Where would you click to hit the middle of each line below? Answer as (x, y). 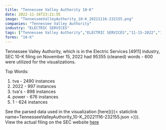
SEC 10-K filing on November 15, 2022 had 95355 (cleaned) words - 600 (79, 56)
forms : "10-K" (20, 38)
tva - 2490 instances (34, 81)
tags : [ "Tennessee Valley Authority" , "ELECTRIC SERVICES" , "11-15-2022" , (82, 33)
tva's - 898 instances (34, 91)
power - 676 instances (35, 96)
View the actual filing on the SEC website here (52, 122)
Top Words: (17, 71)
